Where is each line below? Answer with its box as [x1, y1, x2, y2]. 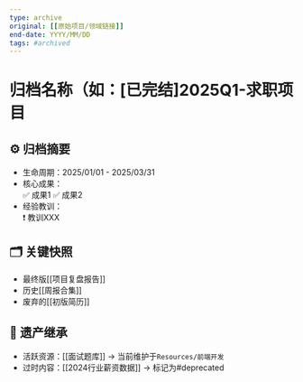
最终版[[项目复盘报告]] [22, 274, 106, 284]
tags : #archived [9, 38, 70, 48]
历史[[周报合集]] [22, 285, 83, 296]
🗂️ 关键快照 [9, 244, 74, 259]
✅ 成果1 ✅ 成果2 [22, 190, 83, 200]
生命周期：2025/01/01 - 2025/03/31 [22, 167, 155, 178]
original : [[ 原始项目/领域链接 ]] [9, 22, 124, 31]
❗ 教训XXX [22, 212, 60, 223]
